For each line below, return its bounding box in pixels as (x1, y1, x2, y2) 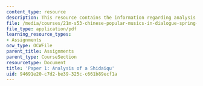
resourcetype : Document (6, 59, 66, 65)
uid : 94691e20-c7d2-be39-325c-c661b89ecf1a (6, 71, 118, 77)
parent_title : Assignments (6, 48, 74, 55)
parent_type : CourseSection (6, 54, 77, 60)
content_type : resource (6, 8, 66, 15)
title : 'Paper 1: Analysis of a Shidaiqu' (6, 65, 115, 71)
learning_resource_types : (6, 31, 71, 38)
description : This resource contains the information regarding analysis (6, 15, 196, 21)
